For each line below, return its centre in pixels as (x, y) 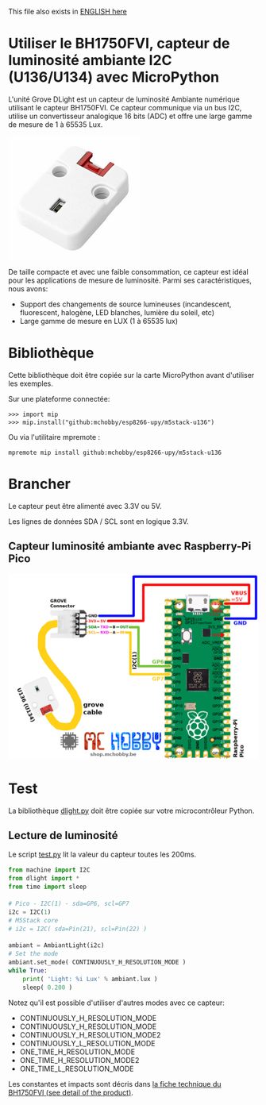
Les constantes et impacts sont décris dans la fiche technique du (115, 1084)
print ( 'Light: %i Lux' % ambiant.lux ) (90, 979)
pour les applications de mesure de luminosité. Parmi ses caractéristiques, (130, 280)
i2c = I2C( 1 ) (30, 912)
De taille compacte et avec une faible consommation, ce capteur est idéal (128, 271)
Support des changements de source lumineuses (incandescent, (125, 304)
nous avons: (28, 288)
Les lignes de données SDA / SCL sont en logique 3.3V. (98, 521)
